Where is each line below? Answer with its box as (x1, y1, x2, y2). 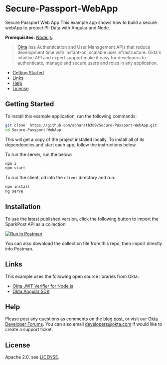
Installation (5, 203, 41, 211)
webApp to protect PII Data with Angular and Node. (5, 24, 111, 30)
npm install (5, 184, 30, 189)
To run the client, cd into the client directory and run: (5, 175, 116, 181)
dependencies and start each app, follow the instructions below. (5, 141, 137, 147)
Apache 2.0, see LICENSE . (5, 354, 60, 360)
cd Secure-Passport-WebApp (5, 127, 61, 132)
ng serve (5, 189, 23, 194)
